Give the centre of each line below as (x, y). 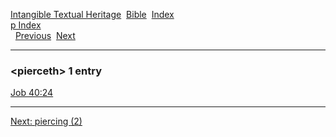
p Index (26, 25)
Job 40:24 (32, 93)
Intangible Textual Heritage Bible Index (92, 14)
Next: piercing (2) (46, 121)
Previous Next (45, 35)
